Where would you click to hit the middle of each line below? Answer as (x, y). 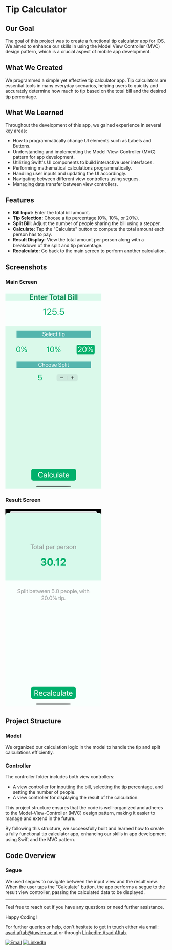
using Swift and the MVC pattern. (40, 840)
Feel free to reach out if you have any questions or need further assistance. (85, 907)
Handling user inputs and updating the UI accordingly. (70, 173)
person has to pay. (32, 234)
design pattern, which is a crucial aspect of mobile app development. (78, 52)
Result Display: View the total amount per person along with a (78, 240)
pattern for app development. (44, 157)
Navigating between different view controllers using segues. (76, 179)
